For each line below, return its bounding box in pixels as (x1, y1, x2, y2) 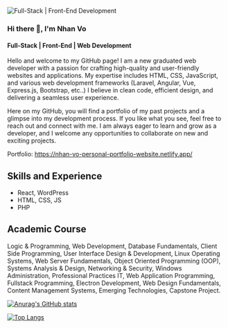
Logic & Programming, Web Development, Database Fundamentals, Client (7, 242, 218, 250)
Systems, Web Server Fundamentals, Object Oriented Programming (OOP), (7, 256, 221, 265)
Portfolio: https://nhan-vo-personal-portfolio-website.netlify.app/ (7, 150, 193, 158)
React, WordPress (17, 188, 69, 197)
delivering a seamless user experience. (7, 94, 119, 102)
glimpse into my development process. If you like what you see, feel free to (7, 115, 222, 123)
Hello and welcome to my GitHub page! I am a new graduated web (7, 56, 196, 65)
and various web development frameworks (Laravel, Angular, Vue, (7, 79, 196, 87)
